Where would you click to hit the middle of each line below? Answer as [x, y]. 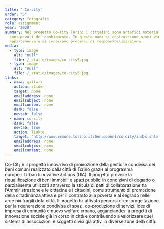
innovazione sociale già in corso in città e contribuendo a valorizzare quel [79, 216]
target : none [27, 91]
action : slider [29, 87]
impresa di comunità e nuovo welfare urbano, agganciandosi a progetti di [79, 211]
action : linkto [29, 132]
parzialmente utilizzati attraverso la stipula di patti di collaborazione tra [76, 185]
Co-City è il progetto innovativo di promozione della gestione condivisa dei [80, 164]
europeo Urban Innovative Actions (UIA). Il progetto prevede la [69, 174]
